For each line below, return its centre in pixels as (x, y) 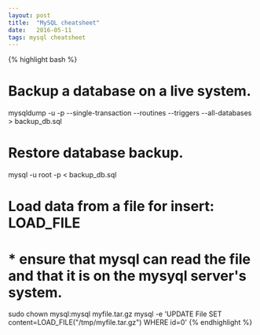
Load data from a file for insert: (111, 207)
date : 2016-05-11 (40, 30)
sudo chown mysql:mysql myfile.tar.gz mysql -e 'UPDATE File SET (115, 314)
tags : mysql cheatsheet (47, 37)
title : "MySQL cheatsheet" (54, 23)
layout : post (29, 15)
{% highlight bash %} (43, 60)
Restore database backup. (96, 153)
